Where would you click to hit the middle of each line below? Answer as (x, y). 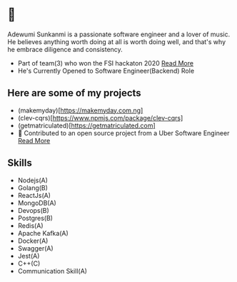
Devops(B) (34, 210)
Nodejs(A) (33, 180)
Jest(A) (29, 256)
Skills (20, 163)
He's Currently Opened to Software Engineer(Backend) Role (106, 70)
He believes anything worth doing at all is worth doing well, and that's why (117, 41)
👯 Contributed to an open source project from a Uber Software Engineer (123, 133)
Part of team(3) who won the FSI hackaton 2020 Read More (106, 63)
